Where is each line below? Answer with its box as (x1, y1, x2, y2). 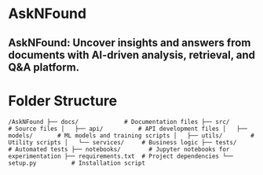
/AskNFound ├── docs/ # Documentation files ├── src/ (8, 118, 230, 126)
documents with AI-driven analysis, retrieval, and (8, 48, 256, 61)
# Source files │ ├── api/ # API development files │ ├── (8, 125, 247, 133)
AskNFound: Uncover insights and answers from (8, 36, 251, 49)
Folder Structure (8, 92, 118, 110)
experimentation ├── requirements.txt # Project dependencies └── (8, 152, 234, 160)
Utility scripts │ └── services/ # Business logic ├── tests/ (8, 138, 237, 146)
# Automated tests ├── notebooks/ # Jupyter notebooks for (8, 145, 230, 153)
